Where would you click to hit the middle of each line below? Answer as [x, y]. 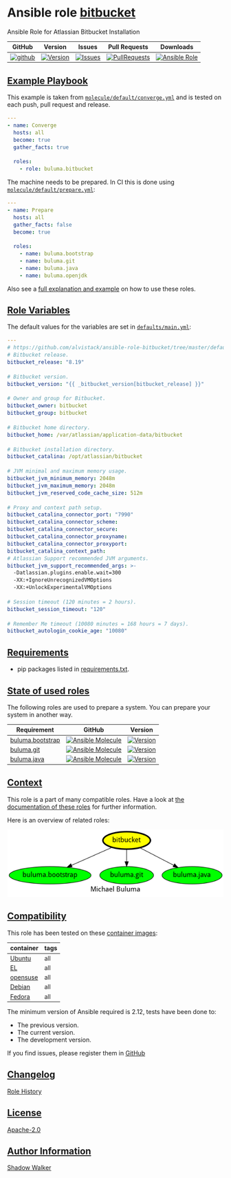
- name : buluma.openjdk [54, 276]
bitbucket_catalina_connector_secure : [63, 529]
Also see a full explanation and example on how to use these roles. [101, 289]
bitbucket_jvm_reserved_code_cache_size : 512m [75, 493]
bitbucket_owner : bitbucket [47, 406]
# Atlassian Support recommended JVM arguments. [78, 558]
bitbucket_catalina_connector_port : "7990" [70, 515]
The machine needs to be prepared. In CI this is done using [91, 182]
